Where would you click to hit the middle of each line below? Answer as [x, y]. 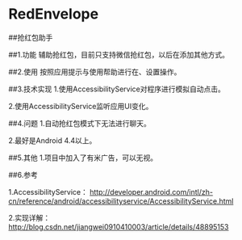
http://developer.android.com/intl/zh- [152, 192]
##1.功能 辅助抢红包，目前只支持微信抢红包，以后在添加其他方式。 [119, 54]
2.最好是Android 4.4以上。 [52, 140]
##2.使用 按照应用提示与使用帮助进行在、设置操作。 [95, 72]
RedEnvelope [54, 14]
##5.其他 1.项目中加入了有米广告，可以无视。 [83, 158]
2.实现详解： [29, 217]
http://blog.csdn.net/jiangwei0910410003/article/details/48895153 [119, 226]
